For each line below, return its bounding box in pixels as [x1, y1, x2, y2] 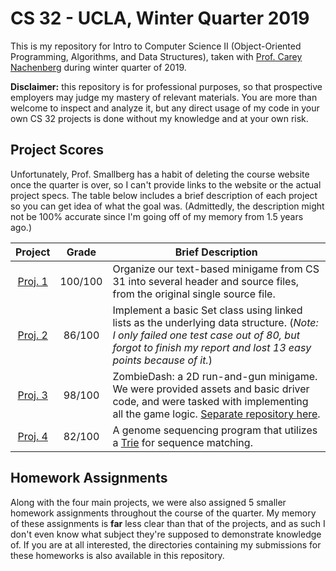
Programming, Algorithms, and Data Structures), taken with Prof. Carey [10, 50, 303, 62]
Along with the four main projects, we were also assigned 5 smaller [10, 496, 287, 508]
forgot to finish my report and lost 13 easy [112, 340, 312, 354]
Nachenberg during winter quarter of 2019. [10, 61, 187, 73]
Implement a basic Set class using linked [112, 303, 303, 317]
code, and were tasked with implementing [112, 394, 309, 408]
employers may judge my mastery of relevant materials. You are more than [10, 91, 318, 103]
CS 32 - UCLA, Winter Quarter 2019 [10, 7, 310, 30]
